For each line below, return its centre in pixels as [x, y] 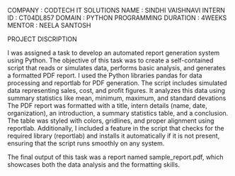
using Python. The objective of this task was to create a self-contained [110, 60]
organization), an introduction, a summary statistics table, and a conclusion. [118, 113]
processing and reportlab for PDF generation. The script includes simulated [117, 83]
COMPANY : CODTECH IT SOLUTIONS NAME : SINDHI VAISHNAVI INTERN [116, 10]
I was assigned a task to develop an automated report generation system [114, 53]
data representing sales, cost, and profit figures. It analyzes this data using [116, 90]
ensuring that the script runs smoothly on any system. [86, 143]
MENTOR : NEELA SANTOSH [49, 25]
